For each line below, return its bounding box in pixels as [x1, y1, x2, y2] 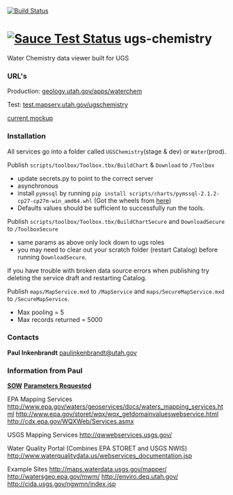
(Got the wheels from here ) [93, 196, 172, 204]
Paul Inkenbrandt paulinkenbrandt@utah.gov [7, 348, 137, 357]
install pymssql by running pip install [17, 188, 127, 197]
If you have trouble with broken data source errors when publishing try [7, 266, 210, 275]
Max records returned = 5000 [17, 315, 103, 323]
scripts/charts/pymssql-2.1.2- [129, 190, 220, 197]
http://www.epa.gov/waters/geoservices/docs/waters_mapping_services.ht [7, 403, 224, 411]
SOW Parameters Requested [7, 382, 92, 390]
